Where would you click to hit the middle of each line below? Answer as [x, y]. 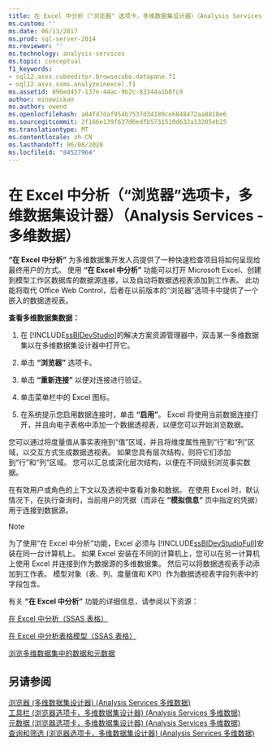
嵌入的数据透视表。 [41, 301]
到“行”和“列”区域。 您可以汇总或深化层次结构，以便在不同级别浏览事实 [126, 463]
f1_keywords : [30, 69]
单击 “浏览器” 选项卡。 [58, 362]
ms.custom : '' [32, 24]
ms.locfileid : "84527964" [52, 152]
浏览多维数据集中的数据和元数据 [62, 653]
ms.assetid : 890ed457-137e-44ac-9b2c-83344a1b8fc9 [96, 92]
